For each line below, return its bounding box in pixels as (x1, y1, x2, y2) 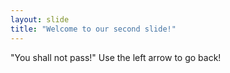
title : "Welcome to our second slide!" (10, 24, 177, 34)
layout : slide (10, 14, 70, 25)
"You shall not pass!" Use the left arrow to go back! (10, 51, 222, 63)
